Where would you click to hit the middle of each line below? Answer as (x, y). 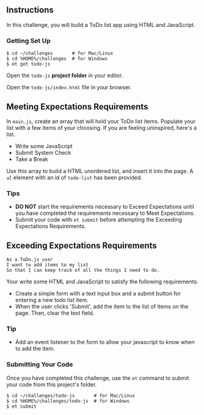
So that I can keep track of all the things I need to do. (83, 271)
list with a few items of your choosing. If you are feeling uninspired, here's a (102, 127)
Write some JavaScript (44, 146)
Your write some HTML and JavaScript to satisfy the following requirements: (102, 282)
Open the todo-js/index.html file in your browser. (69, 88)
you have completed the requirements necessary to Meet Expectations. (105, 213)
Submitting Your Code (40, 365)
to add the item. (35, 349)
